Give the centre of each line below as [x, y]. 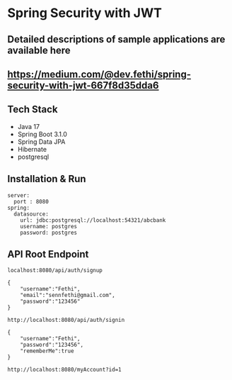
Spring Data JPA [41, 141]
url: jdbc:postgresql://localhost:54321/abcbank [93, 220]
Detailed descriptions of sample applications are [116, 39]
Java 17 [29, 126]
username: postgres [49, 226]
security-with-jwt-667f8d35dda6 [83, 85]
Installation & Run [47, 179]
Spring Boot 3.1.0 [42, 134]
